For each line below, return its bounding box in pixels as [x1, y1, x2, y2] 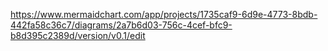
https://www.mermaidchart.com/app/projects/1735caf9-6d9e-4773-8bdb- [10, 9, 318, 20]
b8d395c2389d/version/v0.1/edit [10, 30, 146, 41]
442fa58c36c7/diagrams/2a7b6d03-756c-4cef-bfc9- [10, 19, 233, 31]
